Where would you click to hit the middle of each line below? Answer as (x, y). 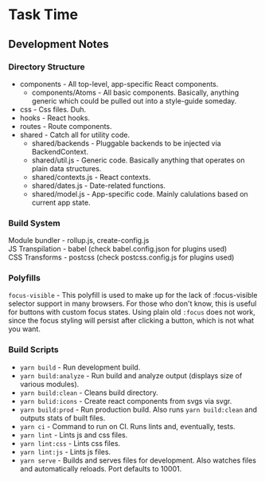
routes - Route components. (66, 126)
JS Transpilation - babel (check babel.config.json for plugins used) (118, 249)
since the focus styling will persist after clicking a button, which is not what (131, 321)
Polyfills (25, 278)
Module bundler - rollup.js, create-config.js (79, 240)
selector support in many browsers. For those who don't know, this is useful (132, 303)
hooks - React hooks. (55, 118)
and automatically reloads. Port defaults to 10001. (101, 468)
